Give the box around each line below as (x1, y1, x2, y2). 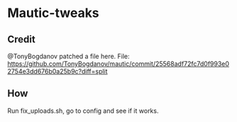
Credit (7, 33, 35, 45)
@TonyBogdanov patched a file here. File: (7, 52, 130, 60)
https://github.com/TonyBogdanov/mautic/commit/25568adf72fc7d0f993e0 (7, 60, 229, 68)
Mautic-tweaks (7, 5, 99, 21)
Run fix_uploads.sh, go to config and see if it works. (7, 106, 159, 115)
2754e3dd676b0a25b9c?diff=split (7, 67, 108, 75)
